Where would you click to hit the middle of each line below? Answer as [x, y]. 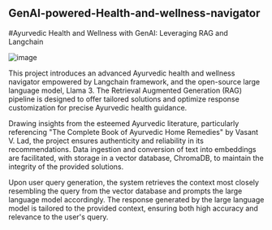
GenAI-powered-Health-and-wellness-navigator [134, 13]
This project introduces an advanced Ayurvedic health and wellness [122, 73]
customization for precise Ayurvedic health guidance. [98, 107]
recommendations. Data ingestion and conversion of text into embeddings [132, 149]
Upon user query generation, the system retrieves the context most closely [134, 182]
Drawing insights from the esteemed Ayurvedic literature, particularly [124, 123]
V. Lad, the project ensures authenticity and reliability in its [106, 141]
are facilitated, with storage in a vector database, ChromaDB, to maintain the [136, 158]
